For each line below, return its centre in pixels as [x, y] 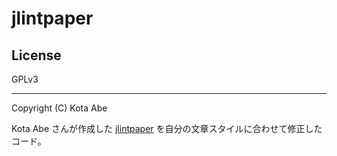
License [36, 55]
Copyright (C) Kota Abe [59, 108]
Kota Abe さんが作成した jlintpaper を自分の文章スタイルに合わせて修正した [167, 128]
